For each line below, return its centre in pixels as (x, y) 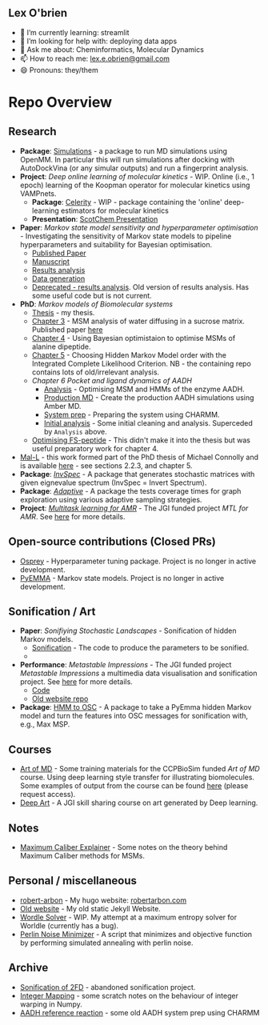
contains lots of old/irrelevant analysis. (96, 372)
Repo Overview (60, 102)
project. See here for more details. (76, 682)
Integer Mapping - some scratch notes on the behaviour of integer (129, 995)
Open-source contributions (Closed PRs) (112, 542)
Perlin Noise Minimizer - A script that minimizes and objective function (136, 934)
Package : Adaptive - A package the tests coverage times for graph (130, 490)
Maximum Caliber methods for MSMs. (82, 856)
